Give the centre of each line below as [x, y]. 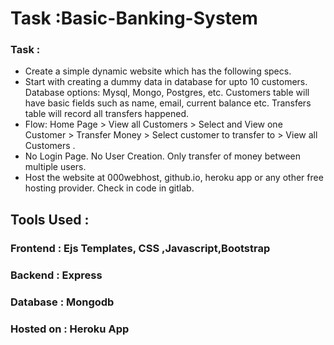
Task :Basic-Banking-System [134, 18]
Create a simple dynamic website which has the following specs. [158, 71]
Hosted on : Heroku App [70, 329]
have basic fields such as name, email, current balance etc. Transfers [168, 103]
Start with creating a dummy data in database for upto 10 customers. [166, 82]
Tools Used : [50, 219]
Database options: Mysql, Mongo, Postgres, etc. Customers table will [167, 93]
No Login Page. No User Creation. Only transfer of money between [162, 156]
